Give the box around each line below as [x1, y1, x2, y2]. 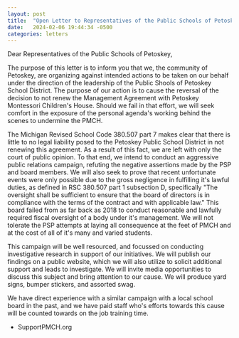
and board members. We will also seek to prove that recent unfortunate [7, 168, 216, 176]
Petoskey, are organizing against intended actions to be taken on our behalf [7, 71, 229, 80]
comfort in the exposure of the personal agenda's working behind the [7, 109, 211, 117]
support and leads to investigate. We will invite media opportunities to [7, 265, 212, 274]
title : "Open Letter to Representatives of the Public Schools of [7, 17, 212, 24]
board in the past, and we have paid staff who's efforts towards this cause [7, 302, 225, 310]
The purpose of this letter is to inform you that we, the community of [7, 63, 208, 72]
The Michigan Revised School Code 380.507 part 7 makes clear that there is [7, 130, 231, 139]
